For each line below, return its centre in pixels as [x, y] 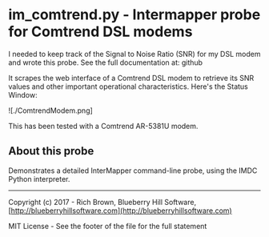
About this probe [51, 151]
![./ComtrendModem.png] [51, 110]
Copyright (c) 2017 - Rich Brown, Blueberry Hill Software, [102, 202]
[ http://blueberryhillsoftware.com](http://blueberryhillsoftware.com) [120, 211]
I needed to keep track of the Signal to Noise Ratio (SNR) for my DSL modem [134, 54]
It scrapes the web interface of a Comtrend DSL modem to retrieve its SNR [131, 78]
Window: [23, 94]
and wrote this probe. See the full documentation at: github [105, 62]
